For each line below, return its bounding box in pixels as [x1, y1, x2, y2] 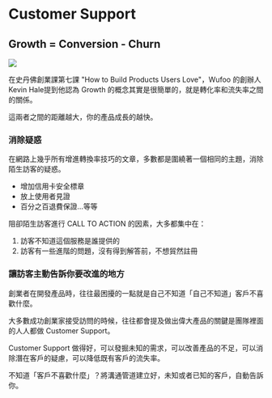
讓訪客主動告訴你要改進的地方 [8, 269, 125, 280]
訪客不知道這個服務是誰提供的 [19, 236, 120, 246]
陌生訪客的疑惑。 [8, 164, 66, 174]
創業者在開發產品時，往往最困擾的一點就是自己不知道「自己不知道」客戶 [8, 288, 249, 298]
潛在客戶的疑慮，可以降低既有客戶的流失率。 [15, 353, 164, 362]
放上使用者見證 [19, 192, 70, 201]
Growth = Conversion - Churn [8, 37, 161, 51]
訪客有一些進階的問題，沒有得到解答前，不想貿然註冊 [19, 246, 198, 256]
